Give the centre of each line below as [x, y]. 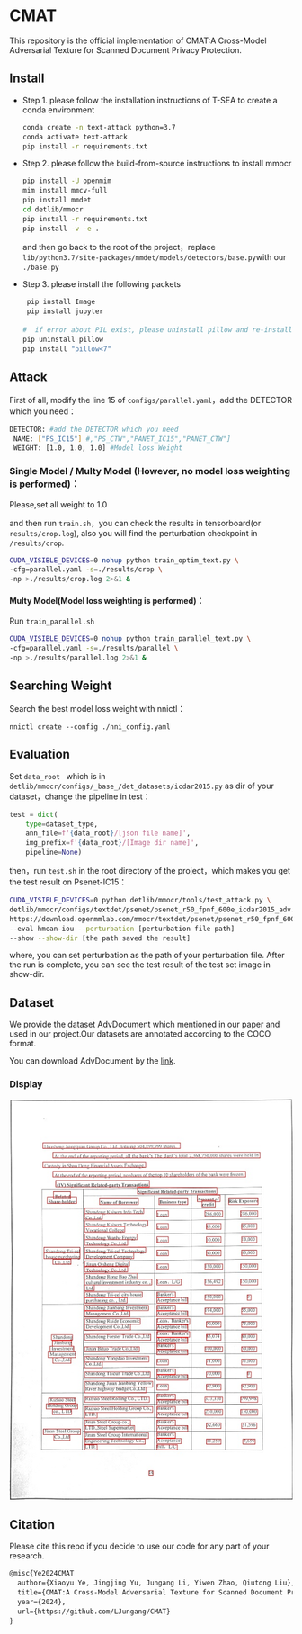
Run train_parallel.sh [52, 621]
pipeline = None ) [54, 853]
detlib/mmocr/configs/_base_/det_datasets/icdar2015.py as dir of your [142, 786]
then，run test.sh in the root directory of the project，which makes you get [150, 871]
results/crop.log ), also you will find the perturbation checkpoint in [133, 533]
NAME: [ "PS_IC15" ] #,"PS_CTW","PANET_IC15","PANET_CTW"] [122, 439]
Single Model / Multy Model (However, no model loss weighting [150, 471]
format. [23, 1044]
